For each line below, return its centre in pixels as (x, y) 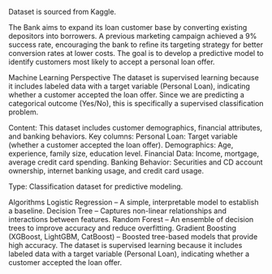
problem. (24, 112)
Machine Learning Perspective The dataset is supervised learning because (134, 77)
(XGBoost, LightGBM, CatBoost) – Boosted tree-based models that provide (133, 237)
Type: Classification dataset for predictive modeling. (96, 186)
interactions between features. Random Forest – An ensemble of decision (131, 219)
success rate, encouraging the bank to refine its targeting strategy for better (136, 45)
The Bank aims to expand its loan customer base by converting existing (128, 27)
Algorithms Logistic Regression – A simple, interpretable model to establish (134, 202)
